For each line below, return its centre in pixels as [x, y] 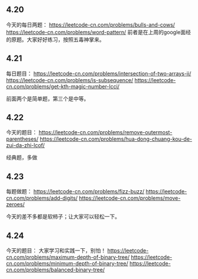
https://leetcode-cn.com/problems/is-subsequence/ [70, 80]
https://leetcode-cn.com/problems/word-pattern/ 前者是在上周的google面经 [98, 32]
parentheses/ [22, 139]
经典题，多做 [22, 158]
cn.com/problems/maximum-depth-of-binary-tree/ [68, 257]
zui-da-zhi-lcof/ [26, 145]
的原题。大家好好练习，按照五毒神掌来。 [55, 39]
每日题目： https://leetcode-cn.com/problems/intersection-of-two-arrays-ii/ [99, 73]
